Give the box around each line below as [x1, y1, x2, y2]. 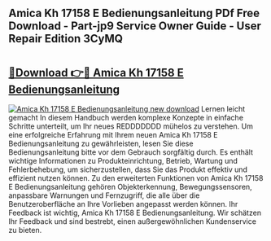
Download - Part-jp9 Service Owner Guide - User [8, 20, 262, 33]
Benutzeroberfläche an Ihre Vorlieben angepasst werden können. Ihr [8, 199, 238, 208]
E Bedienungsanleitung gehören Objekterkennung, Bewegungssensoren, [8, 182, 252, 191]
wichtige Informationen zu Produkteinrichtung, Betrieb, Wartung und [8, 156, 238, 165]
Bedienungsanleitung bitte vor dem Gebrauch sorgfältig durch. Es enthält [8, 147, 254, 157]
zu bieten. [8, 226, 42, 234]
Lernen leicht [200, 104, 246, 113]
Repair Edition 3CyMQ [8, 32, 124, 46]
